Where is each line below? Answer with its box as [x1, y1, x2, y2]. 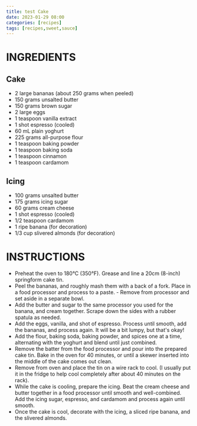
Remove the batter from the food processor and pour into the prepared [14, 346, 187, 352]
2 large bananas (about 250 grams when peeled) [14, 90, 134, 97]
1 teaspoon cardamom [14, 159, 69, 166]
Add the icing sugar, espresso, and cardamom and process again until [14, 396, 185, 402]
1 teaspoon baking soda [14, 146, 73, 154]
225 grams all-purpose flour [14, 134, 84, 141]
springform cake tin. [14, 276, 64, 283]
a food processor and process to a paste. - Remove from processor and [14, 289, 190, 296]
